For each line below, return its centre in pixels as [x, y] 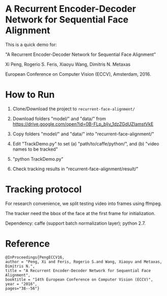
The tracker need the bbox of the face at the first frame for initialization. [80, 213]
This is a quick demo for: [31, 44]
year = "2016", [21, 284]
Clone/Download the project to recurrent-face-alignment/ [74, 109]
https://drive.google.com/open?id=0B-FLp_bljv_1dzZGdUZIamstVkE [83, 124]
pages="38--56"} [22, 288]
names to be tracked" [35, 149]
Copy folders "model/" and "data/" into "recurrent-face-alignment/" [83, 134]
